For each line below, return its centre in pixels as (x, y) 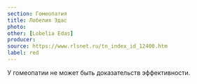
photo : (17, 27)
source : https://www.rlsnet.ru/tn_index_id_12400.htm (88, 46)
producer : (22, 40)
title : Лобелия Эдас (38, 20)
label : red (23, 53)
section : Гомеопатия (38, 14)
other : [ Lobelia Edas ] (40, 33)
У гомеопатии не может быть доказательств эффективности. (99, 72)
